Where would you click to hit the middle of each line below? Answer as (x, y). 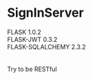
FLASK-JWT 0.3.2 (32, 39)
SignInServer (45, 13)
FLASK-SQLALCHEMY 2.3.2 (46, 47)
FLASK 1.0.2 (24, 32)
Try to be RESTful (32, 69)
